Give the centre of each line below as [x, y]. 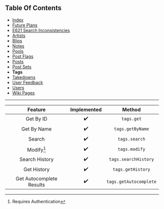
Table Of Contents [33, 8]
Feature [37, 109]
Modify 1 [37, 149]
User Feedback [27, 82]
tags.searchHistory [132, 159]
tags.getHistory [131, 170]
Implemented [86, 109]
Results [37, 184]
